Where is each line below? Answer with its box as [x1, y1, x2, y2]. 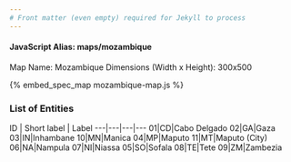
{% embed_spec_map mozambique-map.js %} [9, 79, 185, 90]
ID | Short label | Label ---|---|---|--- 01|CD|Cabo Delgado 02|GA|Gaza [9, 123, 276, 134]
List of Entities [9, 102, 75, 115]
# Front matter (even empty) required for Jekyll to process [9, 13, 246, 23]
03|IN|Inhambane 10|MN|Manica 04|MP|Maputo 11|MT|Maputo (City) [9, 133, 268, 144]
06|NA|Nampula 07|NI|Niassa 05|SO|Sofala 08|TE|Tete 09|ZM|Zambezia [9, 142, 283, 153]
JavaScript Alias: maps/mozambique [9, 42, 153, 53]
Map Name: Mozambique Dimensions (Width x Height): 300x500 [9, 61, 253, 73]
